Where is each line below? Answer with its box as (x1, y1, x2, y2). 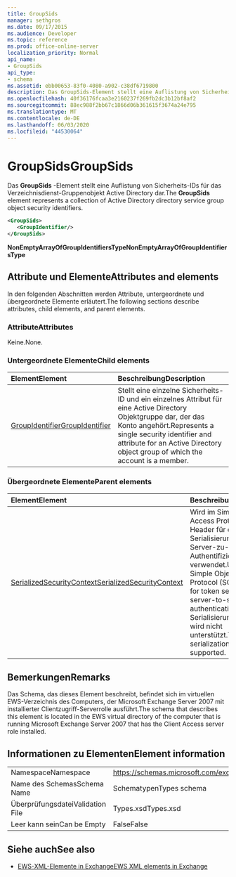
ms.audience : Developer (7, 30, 77, 37)
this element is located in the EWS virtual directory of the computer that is (7, 713, 221, 721)
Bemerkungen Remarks (7, 672, 111, 684)
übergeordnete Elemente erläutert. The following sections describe (7, 297, 199, 306)
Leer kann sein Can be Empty (11, 819, 106, 829)
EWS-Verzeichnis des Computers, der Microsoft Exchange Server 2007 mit (7, 697, 225, 706)
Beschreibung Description (117, 374, 206, 384)
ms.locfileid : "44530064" (7, 128, 83, 135)
